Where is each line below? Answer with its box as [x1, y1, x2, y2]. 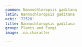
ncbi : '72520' [5, 16, 35, 21]
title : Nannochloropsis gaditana [5, 21, 75, 26]
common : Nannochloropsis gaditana [5, 7, 77, 12]
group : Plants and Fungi [5, 26, 57, 31]
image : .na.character [5, 30, 50, 35]
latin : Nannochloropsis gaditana [5, 12, 75, 17]
